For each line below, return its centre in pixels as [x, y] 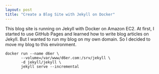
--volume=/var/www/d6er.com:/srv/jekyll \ [66, 58]
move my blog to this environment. [41, 44]
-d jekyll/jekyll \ [41, 62]
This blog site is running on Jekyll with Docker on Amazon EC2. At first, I [80, 28]
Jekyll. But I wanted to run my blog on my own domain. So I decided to [78, 39]
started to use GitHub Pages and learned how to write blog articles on [77, 34]
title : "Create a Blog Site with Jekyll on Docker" [60, 14]
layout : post [19, 10]
